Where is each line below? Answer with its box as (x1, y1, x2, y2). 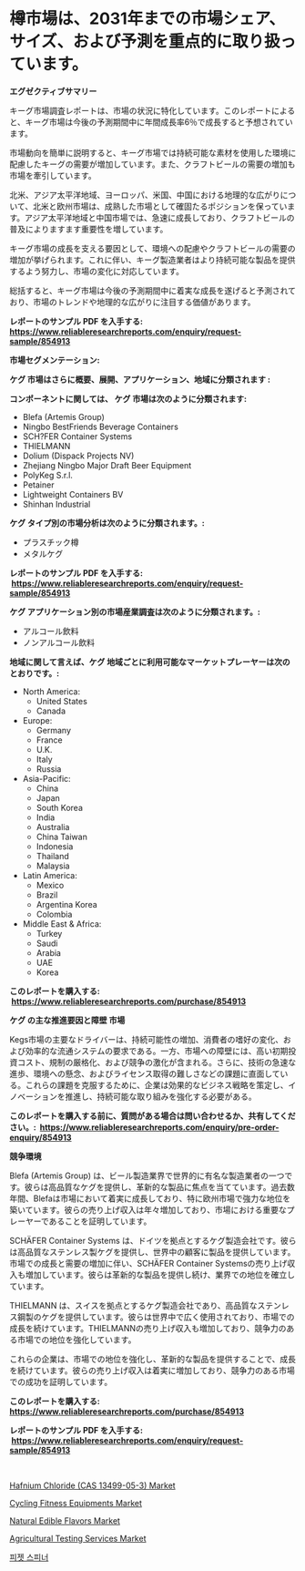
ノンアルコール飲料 (22, 637, 96, 648)
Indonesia (36, 840, 74, 852)
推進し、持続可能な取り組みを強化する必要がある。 (65, 1091, 257, 1102)
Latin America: (22, 869, 77, 880)
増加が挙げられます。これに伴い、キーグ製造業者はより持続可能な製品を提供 (9, 254, 296, 265)
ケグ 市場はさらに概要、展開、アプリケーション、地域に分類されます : (9, 374, 271, 385)
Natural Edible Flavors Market (9, 1515, 121, 1526)
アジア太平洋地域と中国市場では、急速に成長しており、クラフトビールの (24, 211, 295, 223)
